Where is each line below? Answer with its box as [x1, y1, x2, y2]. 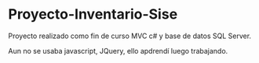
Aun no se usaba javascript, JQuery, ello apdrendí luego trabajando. [8, 46, 228, 55]
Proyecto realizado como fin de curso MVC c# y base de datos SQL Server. [8, 31, 252, 40]
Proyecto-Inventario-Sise [8, 5, 178, 23]
